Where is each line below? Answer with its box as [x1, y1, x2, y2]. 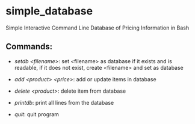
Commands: [5, 42, 53, 52]
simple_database [5, 4, 93, 18]
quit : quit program [14, 110, 60, 118]
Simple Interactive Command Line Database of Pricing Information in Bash [5, 24, 190, 31]
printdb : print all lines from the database [14, 99, 114, 106]
